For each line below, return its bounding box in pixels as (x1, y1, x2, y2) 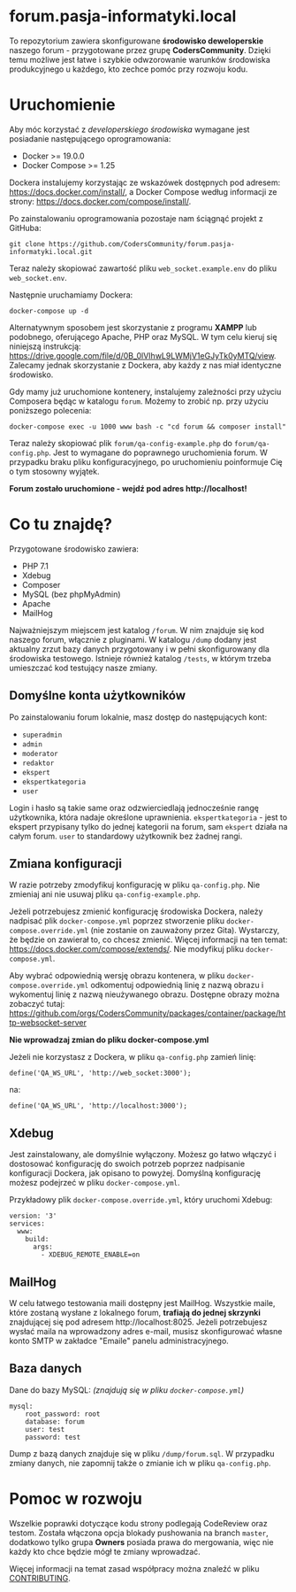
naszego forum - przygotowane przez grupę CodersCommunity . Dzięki (9, 44, 271, 55)
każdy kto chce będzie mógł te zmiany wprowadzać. (9, 1546, 201, 1557)
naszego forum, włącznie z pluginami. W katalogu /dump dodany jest (9, 634, 257, 645)
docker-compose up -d (9, 306, 89, 315)
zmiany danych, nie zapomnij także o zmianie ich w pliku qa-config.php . (9, 1457, 271, 1468)
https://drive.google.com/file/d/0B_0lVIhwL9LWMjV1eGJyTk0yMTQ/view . (9, 350, 277, 360)
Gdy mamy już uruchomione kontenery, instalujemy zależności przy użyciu (9, 386, 282, 397)
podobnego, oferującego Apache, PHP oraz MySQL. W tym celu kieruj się (9, 331, 277, 342)
